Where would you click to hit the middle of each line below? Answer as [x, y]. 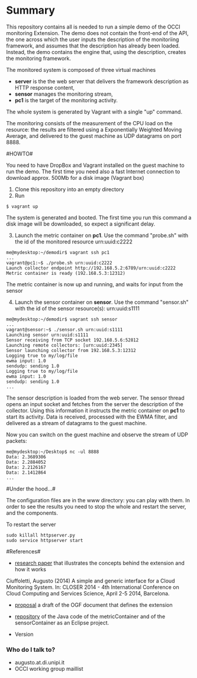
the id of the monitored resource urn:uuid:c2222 [74, 242]
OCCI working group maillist [49, 669]
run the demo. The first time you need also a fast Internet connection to [93, 171]
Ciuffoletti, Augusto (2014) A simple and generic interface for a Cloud [91, 581]
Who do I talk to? [31, 650]
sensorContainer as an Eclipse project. [62, 622]
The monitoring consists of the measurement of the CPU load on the [89, 123]
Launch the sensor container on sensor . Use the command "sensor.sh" [102, 302]
